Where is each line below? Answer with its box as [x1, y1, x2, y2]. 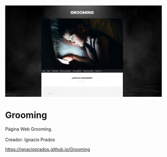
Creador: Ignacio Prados [5, 137, 56, 143]
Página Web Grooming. [5, 126, 53, 132]
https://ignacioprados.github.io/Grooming [5, 146, 90, 152]
